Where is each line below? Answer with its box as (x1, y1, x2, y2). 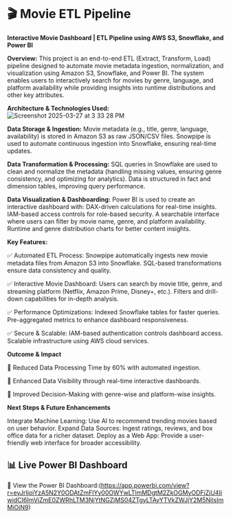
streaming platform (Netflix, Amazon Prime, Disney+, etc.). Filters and (7, 287, 204, 295)
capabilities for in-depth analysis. (24, 294, 119, 303)
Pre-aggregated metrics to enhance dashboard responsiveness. (7, 315, 189, 324)
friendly (7, 438, 30, 446)
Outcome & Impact (7, 349, 62, 358)
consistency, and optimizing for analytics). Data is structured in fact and (7, 174, 211, 183)
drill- (205, 287, 219, 295)
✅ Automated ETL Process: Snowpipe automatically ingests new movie (7, 251, 208, 259)
